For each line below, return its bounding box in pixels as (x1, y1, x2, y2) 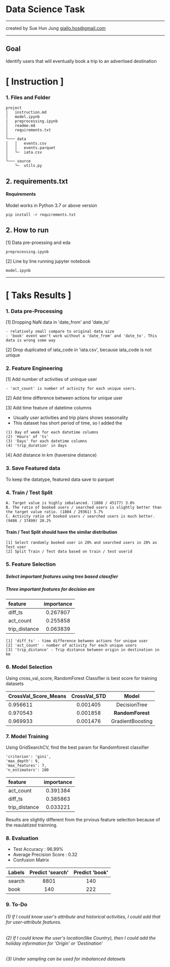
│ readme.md (6, 123, 36, 128)
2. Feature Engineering (6, 365, 63, 372)
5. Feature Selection (6, 561, 56, 568)
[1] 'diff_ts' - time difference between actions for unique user (6, 638, 148, 644)
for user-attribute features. (6, 919, 62, 925)
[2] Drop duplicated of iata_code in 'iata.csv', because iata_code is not (6, 347, 152, 353)
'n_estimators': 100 (6, 768, 49, 773)
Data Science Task (6, 4, 85, 15)
